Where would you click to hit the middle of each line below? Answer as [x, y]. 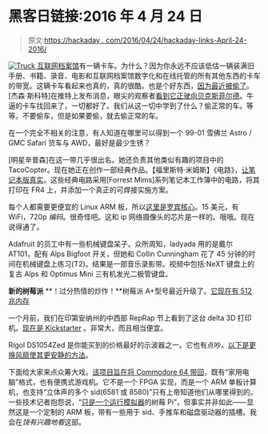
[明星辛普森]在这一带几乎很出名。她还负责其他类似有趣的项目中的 [116, 159]
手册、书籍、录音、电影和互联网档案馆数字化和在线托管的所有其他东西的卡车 [134, 75]
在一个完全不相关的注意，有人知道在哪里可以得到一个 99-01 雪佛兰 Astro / [130, 132]
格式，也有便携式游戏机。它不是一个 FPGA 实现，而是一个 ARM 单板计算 [138, 382]
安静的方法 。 [71, 355]
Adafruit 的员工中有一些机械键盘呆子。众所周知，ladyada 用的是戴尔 [121, 243]
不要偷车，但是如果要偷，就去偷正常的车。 [92, 115]
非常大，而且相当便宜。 [129, 328]
